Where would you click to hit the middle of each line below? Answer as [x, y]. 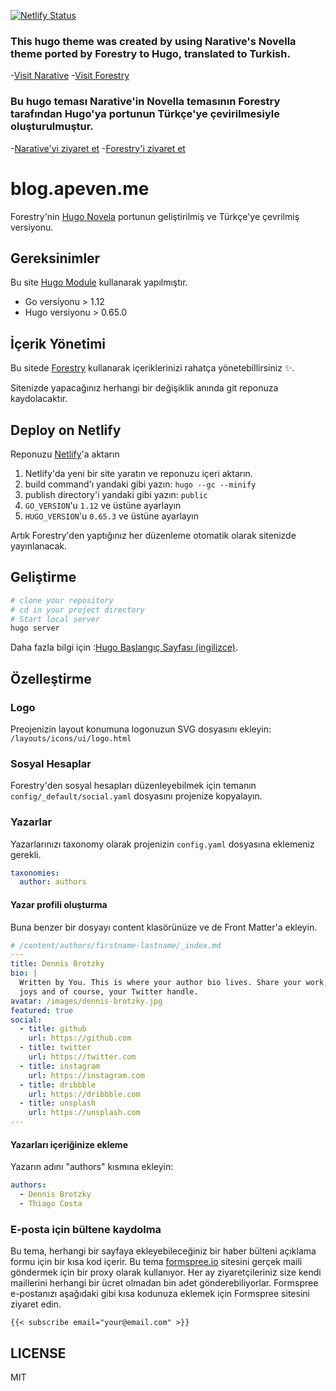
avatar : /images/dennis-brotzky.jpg [86, 1001]
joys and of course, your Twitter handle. [109, 991]
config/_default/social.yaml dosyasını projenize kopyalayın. [136, 796]
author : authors [53, 882]
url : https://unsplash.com [84, 1113]
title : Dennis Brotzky [57, 964]
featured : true [42, 1010]
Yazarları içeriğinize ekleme [69, 1144]
